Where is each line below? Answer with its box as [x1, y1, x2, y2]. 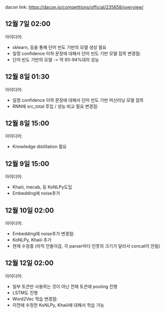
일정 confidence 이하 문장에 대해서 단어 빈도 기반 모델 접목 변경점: [12, 50, 141, 56]
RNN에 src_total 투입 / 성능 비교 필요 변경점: [12, 103, 99, 109]
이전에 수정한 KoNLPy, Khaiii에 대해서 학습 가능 [12, 302, 105, 308]
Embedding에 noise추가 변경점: [12, 231, 75, 237]
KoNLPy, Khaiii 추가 [12, 237, 52, 243]
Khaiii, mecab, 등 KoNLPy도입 [12, 184, 72, 190]
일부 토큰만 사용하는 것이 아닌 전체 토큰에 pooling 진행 [12, 283, 117, 289]
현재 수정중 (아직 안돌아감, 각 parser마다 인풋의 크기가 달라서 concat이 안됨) [12, 243, 161, 249]
